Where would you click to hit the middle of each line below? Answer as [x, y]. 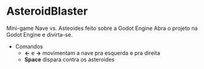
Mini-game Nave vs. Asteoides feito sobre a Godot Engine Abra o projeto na [102, 28]
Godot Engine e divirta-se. [40, 34]
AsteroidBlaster [47, 11]
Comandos [29, 46]
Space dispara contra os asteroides [70, 59]
